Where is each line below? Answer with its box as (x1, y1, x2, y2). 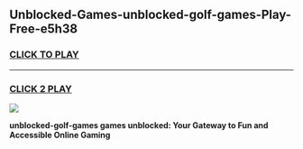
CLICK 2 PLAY (9, 82, 72, 95)
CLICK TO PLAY (9, 49, 79, 61)
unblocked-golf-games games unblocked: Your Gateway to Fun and (9, 119, 269, 130)
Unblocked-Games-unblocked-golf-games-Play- (9, 7, 291, 23)
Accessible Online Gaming (9, 129, 111, 140)
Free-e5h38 (9, 22, 78, 37)
